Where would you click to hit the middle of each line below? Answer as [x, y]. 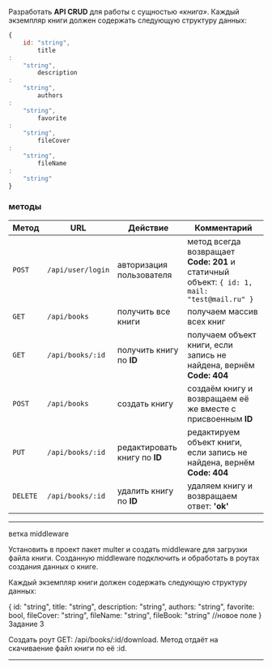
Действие [149, 228]
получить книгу [148, 350]
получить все [144, 311]
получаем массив [223, 311]
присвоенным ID [220, 418]
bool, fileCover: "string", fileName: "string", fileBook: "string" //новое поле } [135, 615]
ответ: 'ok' [208, 506]
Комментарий [223, 228]
